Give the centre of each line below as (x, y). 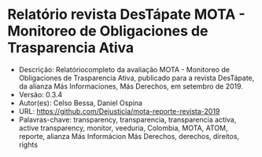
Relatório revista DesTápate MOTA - (126, 15)
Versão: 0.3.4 (41, 94)
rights (28, 144)
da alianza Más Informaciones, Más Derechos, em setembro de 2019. (131, 86)
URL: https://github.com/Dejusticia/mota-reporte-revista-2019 (119, 111)
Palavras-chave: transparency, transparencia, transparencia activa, (127, 119)
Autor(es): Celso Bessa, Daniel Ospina (81, 103)
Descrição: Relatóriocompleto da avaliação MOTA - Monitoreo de (124, 69)
